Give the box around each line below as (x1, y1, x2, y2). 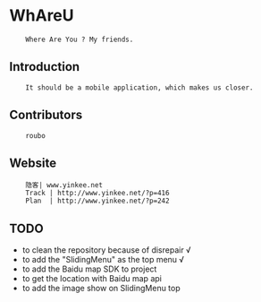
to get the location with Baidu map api (21, 273, 163, 284)
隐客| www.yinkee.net (25, 181, 103, 190)
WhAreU (9, 5, 74, 26)
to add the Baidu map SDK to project (21, 263, 157, 274)
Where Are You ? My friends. (25, 35, 134, 44)
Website (9, 155, 56, 170)
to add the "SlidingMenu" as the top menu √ (21, 255, 185, 265)
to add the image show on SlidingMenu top (21, 283, 181, 294)
